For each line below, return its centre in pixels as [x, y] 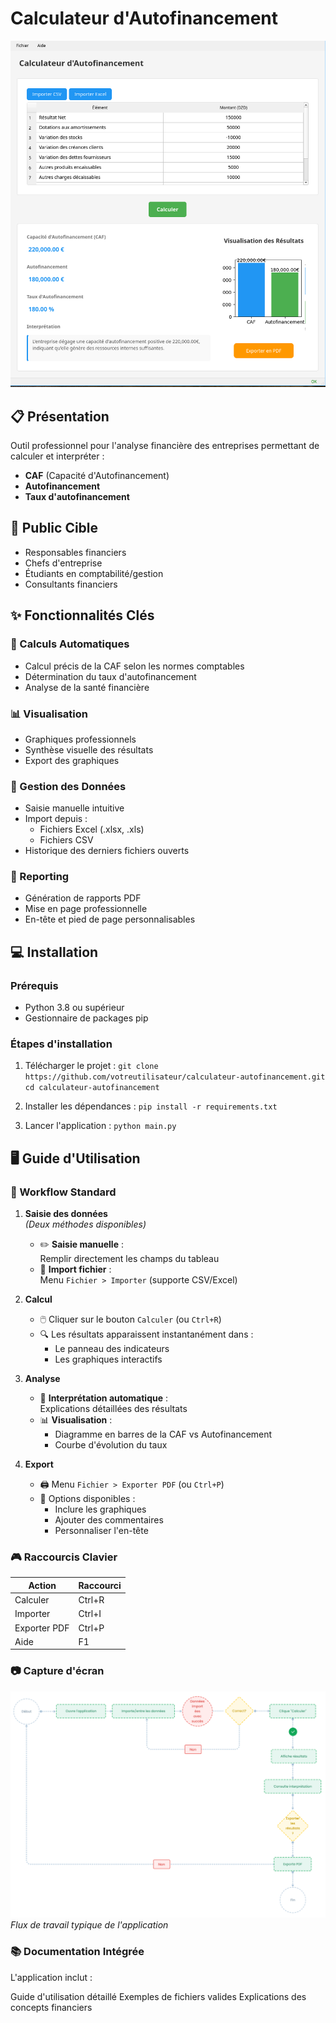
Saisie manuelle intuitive [74, 808]
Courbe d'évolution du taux [111, 1445]
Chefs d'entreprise [63, 563]
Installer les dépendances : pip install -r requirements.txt [151, 1106]
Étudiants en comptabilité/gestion [94, 573]
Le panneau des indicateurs [112, 1349]
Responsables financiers [75, 552]
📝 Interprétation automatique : [103, 1398]
